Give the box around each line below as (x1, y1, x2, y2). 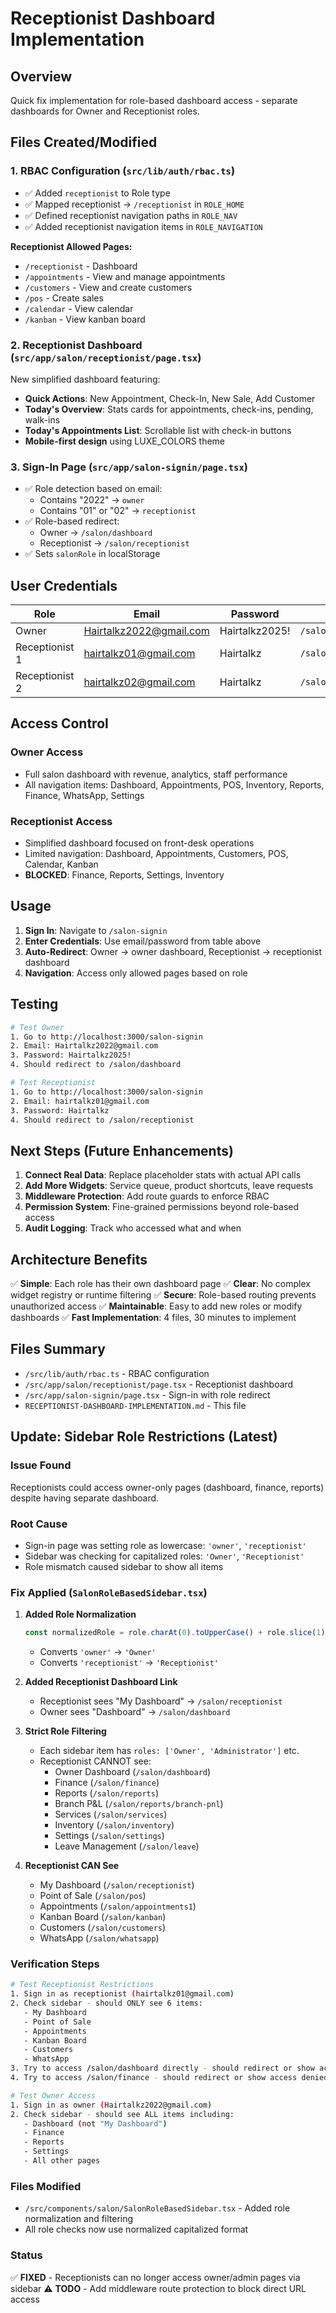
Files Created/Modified (10, 134, 158, 151)
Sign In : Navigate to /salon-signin (24, 924, 168, 936)
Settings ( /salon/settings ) (54, 1830, 165, 1842)
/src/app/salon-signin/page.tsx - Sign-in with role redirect (24, 1388, 271, 1401)
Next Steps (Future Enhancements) (10, 1142, 234, 1159)
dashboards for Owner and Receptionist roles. (10, 105, 200, 117)
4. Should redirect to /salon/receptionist (10, 1115, 195, 1125)
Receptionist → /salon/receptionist (39, 537, 190, 549)
